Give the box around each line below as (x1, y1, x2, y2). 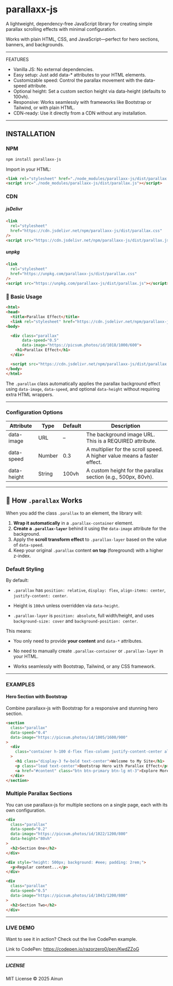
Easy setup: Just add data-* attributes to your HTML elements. (13, 71, 146, 78)
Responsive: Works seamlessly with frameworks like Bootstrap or (13, 99, 152, 105)
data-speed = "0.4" (10, 730, 48, 735)
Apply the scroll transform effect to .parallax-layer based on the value (13, 536, 167, 542)
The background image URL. (86, 431, 156, 438)
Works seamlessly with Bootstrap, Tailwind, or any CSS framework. (13, 663, 156, 669)
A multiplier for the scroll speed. (86, 446, 163, 453)
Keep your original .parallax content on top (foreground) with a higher (13, 547, 164, 553)
